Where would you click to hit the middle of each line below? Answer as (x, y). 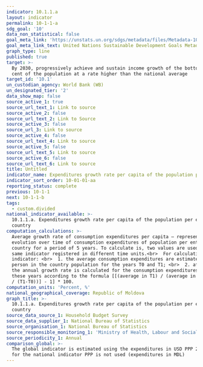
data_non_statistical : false (43, 34)
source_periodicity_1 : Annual (44, 338)
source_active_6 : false (36, 158)
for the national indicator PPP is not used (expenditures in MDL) (98, 355)
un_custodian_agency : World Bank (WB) (55, 85)
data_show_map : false (34, 96)
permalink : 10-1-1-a (32, 23)
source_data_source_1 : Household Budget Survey (67, 316)
